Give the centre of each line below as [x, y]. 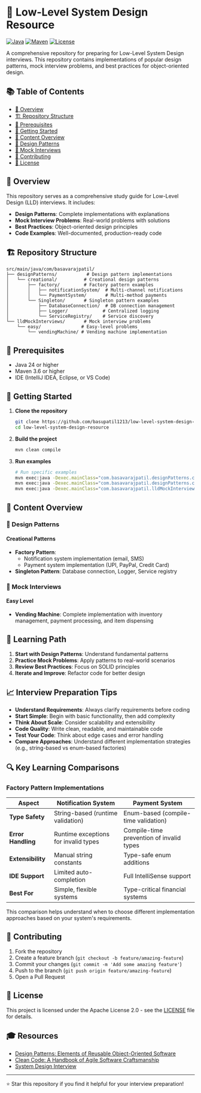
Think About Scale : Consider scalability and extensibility [85, 722]
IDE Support [27, 876]
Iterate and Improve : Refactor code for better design [80, 673]
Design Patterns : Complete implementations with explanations [92, 214]
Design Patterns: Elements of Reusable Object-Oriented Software [95, 1053]
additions [136, 863]
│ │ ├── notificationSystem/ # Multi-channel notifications [95, 290]
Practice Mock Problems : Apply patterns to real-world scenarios [95, 660]
